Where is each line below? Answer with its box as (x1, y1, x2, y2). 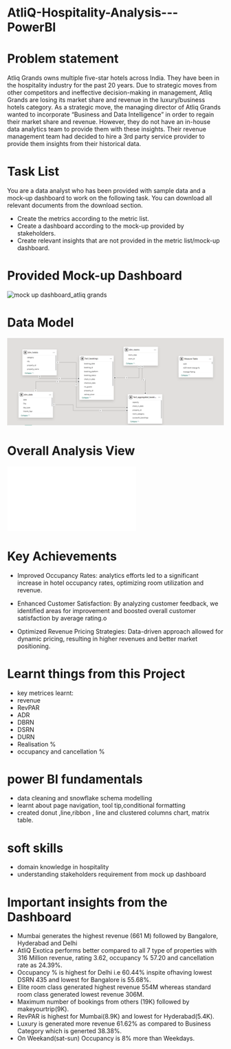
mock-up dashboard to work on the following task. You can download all (7, 194, 212, 202)
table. (16, 816, 34, 824)
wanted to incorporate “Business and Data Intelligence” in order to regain (7, 110, 214, 118)
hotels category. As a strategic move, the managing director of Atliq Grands (7, 103, 221, 112)
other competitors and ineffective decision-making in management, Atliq (7, 88, 212, 97)
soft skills (7, 840, 64, 855)
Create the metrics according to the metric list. (16, 215, 150, 223)
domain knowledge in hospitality (16, 863, 109, 871)
